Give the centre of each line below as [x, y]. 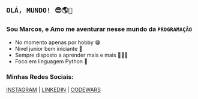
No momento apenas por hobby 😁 [58, 42]
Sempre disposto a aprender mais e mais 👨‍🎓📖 [71, 55]
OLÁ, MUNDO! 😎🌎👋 [40, 10]
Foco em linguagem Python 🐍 [51, 61]
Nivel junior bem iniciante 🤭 [49, 48]
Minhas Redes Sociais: [40, 76]
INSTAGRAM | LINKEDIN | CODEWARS [53, 89]
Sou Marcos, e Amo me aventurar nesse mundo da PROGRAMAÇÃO [99, 29]
